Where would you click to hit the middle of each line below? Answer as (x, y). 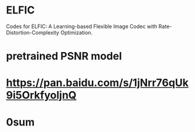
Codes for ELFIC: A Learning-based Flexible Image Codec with (82, 26)
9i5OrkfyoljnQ (41, 95)
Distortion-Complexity (33, 32)
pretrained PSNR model (64, 56)
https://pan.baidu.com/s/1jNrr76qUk (97, 83)
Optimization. (76, 32)
